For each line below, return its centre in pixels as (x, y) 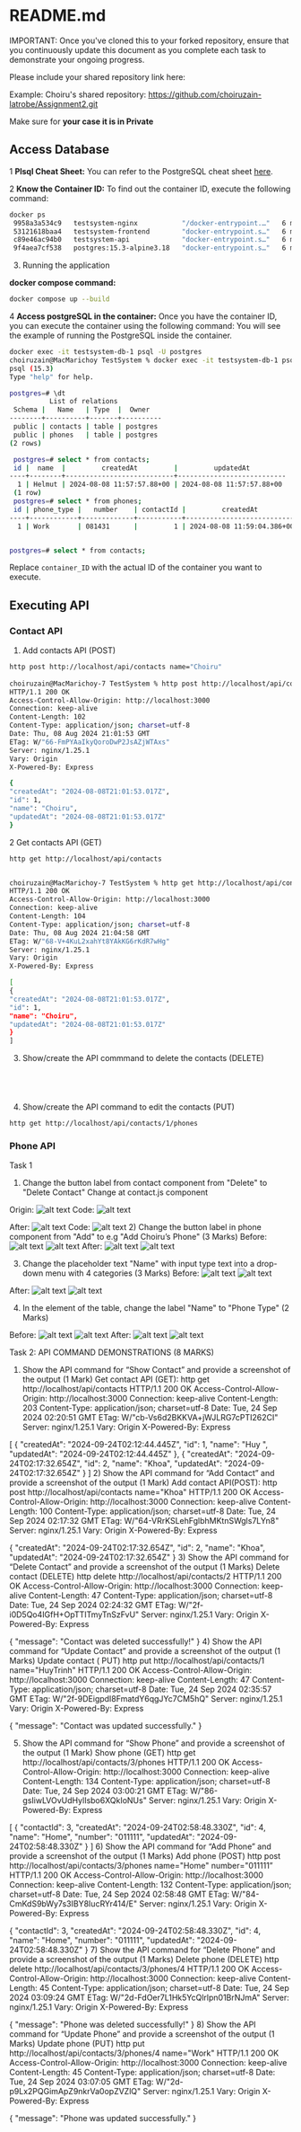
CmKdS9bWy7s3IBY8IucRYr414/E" (73, 1904)
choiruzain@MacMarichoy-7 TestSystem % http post (104, 684)
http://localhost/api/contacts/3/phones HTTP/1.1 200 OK (126, 1763)
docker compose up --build (60, 299)
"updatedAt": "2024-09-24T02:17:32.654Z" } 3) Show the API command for (149, 1557)
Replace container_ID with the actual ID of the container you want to (136, 568)
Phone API (33, 1146)
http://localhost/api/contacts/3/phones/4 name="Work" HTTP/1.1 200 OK (144, 2053)
